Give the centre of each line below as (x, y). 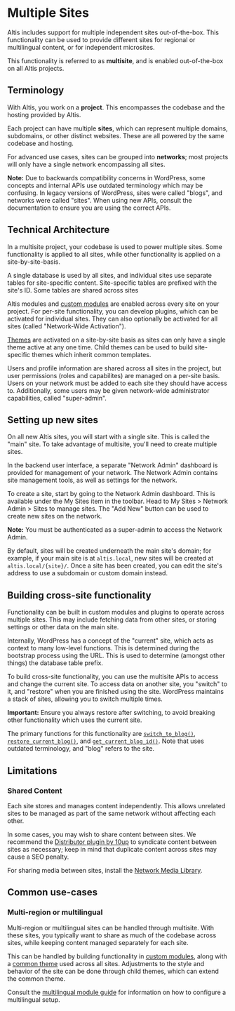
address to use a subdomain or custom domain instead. (88, 573)
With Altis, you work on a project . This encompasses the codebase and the (116, 107)
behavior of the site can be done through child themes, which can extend (113, 971)
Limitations (32, 771)
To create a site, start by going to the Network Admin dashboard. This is (111, 494)
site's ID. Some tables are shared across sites (73, 290)
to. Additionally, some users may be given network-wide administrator (108, 390)
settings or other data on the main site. (63, 627)
